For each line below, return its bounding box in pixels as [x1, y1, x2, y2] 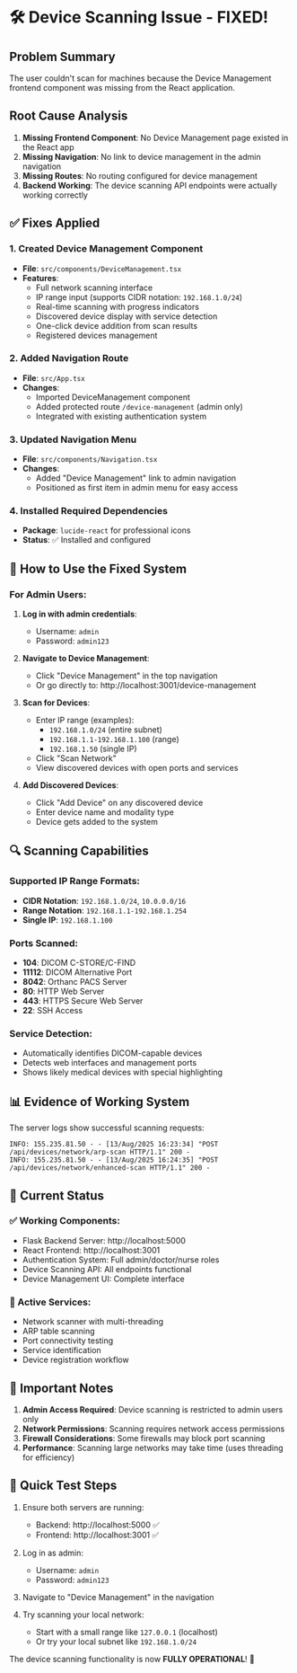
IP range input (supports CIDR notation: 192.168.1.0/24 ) [35, 291, 243, 302]
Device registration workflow [22, 1354, 129, 1366]
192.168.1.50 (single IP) [48, 743, 137, 755]
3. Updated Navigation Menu [9, 433, 137, 446]
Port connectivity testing [22, 1335, 114, 1346]
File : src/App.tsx [22, 372, 85, 383]
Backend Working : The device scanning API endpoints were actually [22, 180, 278, 190]
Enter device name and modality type [35, 807, 175, 818]
